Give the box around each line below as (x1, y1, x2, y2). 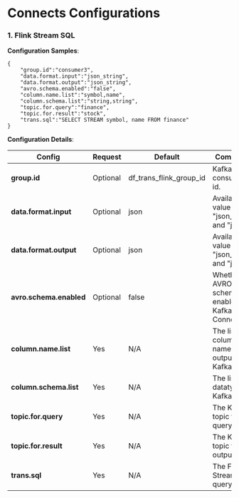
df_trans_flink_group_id (127, 173, 206, 183)
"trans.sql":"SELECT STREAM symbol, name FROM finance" (20, 116, 190, 124)
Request (92, 152, 122, 162)
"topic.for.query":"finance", (20, 104, 110, 111)
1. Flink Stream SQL (7, 31, 75, 41)
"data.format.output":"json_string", (20, 79, 132, 86)
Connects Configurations (7, 5, 161, 21)
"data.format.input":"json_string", (20, 73, 129, 80)
